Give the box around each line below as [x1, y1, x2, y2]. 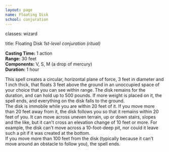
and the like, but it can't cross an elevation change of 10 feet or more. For [5, 120, 157, 126]
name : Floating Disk [5, 12, 49, 17]
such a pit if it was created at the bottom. [5, 130, 91, 136]
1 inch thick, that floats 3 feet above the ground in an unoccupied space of [5, 82, 160, 88]
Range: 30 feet [5, 56, 37, 62]
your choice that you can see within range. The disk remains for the [5, 87, 146, 93]
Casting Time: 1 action [5, 50, 53, 56]
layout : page [5, 7, 33, 13]
